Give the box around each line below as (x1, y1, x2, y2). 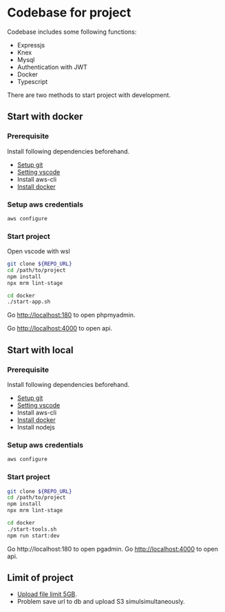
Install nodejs (17, 423, 55, 432)
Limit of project (7, 572, 74, 584)
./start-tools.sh (7, 525, 57, 533)
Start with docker (7, 111, 83, 123)
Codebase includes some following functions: (7, 28, 137, 36)
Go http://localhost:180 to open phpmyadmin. (7, 311, 136, 319)
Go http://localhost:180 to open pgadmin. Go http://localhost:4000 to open (7, 545, 218, 553)
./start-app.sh (7, 298, 51, 306)
